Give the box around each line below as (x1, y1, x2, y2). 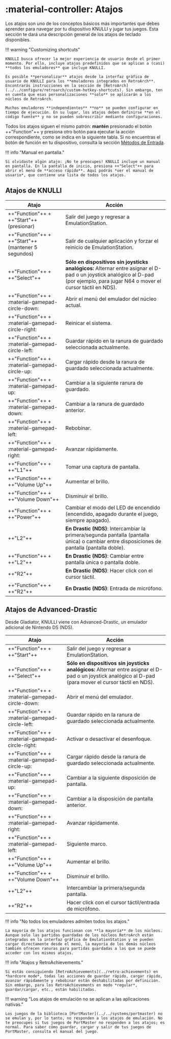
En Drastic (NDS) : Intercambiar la (65, 525, 146, 532)
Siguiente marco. (66, 840, 107, 847)
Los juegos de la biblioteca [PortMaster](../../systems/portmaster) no (5, 1011, 163, 1016)
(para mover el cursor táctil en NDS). (66, 679, 154, 686)
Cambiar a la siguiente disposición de (66, 774, 156, 781)
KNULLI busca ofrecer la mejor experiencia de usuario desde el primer (5, 56, 160, 62)
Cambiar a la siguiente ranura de (65, 379, 144, 386)
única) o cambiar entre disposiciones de (65, 538, 162, 545)
